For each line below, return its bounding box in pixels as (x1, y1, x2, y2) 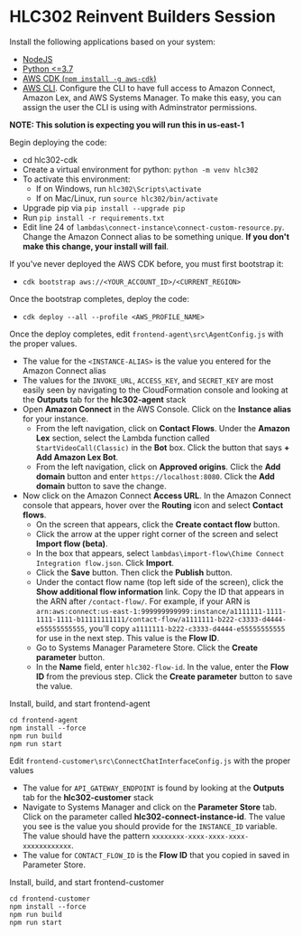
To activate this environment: (22, 174, 131, 184)
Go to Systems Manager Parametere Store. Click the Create (35, 642, 259, 653)
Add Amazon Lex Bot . (35, 451, 119, 462)
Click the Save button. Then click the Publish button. (35, 567, 233, 578)
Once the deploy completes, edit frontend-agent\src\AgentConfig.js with (9, 328, 284, 339)
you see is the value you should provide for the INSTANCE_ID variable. (22, 820, 278, 831)
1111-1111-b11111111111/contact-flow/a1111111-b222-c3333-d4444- (35, 615, 287, 624)
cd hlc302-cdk (22, 154, 78, 165)
